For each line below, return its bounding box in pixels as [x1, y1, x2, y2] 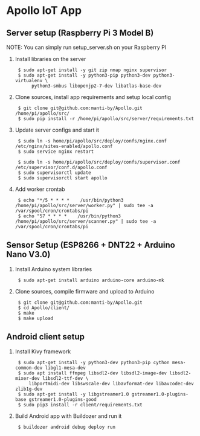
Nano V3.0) [6, 249, 51, 260]
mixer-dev [15, 375, 40, 381]
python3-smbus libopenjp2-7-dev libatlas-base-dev [31, 83, 162, 89]
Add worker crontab [15, 185, 65, 193]
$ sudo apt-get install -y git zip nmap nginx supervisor [18, 67, 167, 73]
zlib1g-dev [15, 386, 43, 392]
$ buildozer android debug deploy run [18, 424, 116, 430]
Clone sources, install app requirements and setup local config [15, 94, 171, 100]
